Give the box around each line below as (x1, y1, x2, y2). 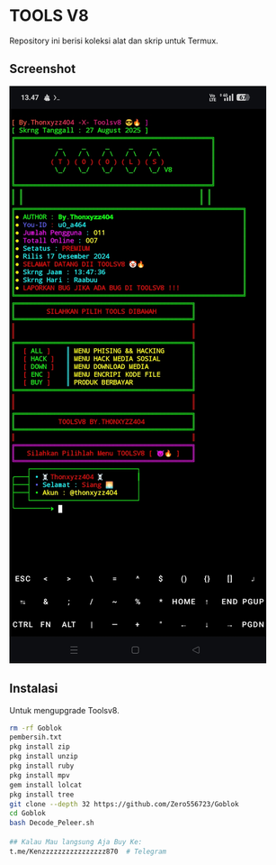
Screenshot (9, 61, 76, 77)
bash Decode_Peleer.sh (9, 818, 94, 828)
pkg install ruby (9, 761, 75, 771)
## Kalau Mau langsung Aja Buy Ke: (9, 838, 143, 847)
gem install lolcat (9, 780, 83, 789)
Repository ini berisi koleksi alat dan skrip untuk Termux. (9, 35, 218, 46)
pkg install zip (9, 742, 70, 751)
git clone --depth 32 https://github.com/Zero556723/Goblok (9, 799, 240, 808)
